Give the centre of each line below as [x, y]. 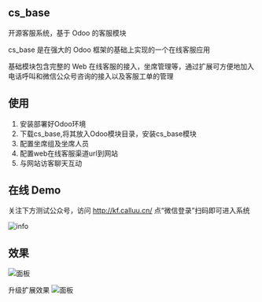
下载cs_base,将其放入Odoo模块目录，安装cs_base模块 [108, 134]
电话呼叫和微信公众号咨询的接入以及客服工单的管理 [91, 76]
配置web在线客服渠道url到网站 [68, 153]
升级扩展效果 [29, 290]
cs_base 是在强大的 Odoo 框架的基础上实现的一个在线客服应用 [109, 50]
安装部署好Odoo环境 [53, 123]
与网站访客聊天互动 [51, 163]
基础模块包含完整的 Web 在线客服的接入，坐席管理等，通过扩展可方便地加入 [131, 66]
